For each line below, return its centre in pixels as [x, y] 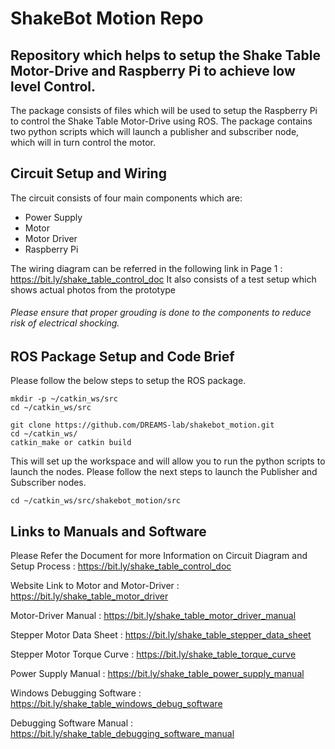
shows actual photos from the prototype [93, 289]
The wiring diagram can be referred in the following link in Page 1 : [146, 268]
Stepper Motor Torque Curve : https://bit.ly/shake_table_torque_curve [153, 654]
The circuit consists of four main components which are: [126, 198]
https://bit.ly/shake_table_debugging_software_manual [122, 734]
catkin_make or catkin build [71, 443]
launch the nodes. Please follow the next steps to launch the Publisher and [164, 472]
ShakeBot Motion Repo [107, 18]
